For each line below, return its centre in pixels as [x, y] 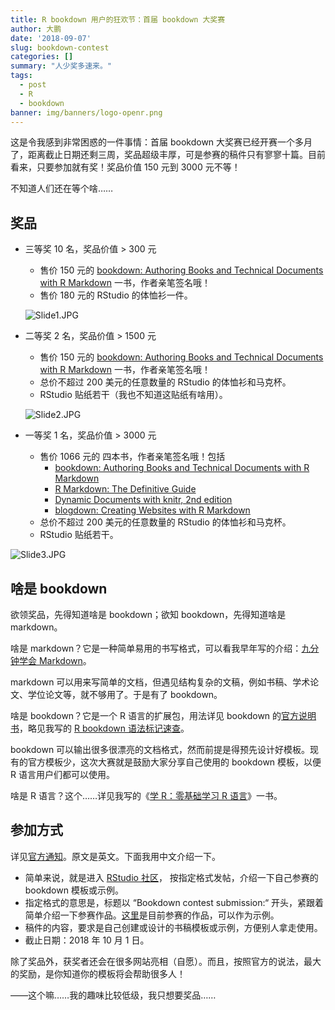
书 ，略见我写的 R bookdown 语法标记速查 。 [100, 728]
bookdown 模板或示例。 [74, 890]
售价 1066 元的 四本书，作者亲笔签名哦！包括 [132, 457]
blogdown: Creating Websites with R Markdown [152, 510]
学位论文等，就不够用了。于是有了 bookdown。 [125, 694]
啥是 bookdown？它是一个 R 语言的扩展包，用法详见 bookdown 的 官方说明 [163, 715]
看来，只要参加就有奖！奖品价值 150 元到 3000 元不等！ [125, 167]
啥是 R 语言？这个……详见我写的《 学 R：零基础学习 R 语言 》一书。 [146, 795]
